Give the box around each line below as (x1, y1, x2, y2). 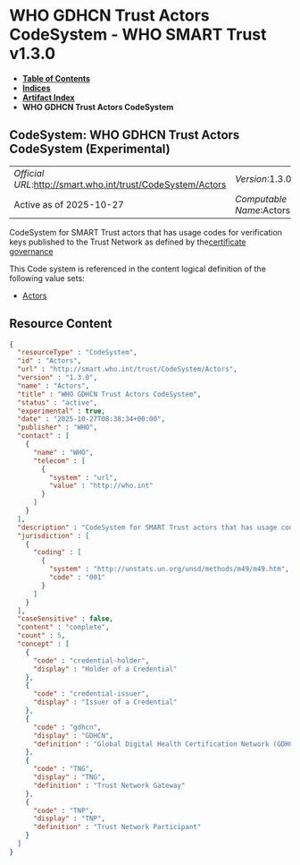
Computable (235, 193, 287, 205)
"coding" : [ (32, 548, 82, 557)
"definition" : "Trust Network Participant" (32, 823, 202, 832)
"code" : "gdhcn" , (32, 723, 102, 732)
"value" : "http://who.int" (48, 481, 154, 491)
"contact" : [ (17, 432, 70, 441)
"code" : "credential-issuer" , (32, 689, 150, 698)
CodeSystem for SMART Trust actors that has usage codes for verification (9, 227, 283, 237)
